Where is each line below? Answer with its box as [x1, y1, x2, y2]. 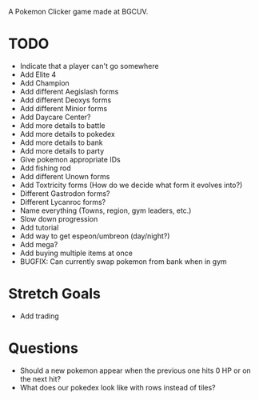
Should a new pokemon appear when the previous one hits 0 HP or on [19, 366, 252, 375]
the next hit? [19, 374, 62, 383]
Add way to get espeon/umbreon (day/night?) [19, 231, 170, 241]
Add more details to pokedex [19, 129, 116, 138]
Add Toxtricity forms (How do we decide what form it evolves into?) [19, 180, 243, 190]
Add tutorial [19, 222, 59, 232]
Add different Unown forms [19, 171, 110, 181]
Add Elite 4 [19, 70, 57, 79]
